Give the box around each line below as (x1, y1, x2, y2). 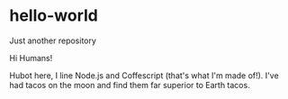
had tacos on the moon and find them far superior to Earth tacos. (9, 79, 250, 90)
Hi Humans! (9, 52, 53, 63)
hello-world (9, 5, 99, 26)
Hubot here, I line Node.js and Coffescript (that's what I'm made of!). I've (9, 69, 279, 81)
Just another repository (9, 35, 97, 46)
